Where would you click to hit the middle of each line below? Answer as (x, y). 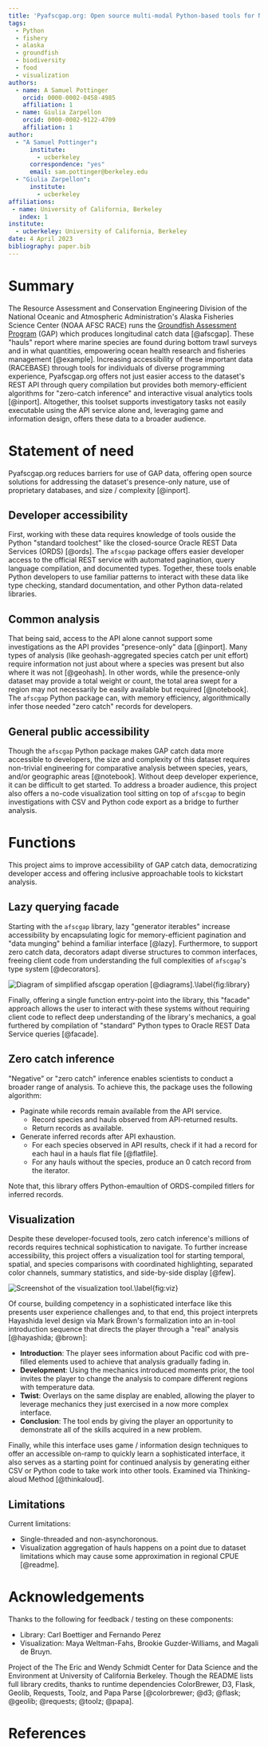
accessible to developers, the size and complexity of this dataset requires (129, 759)
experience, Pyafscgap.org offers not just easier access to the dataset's (127, 376)
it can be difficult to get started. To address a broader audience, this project (133, 785)
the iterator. (51, 1170)
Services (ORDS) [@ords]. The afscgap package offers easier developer (126, 551)
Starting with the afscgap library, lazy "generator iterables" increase (119, 926)
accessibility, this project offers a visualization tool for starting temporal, (127, 1256)
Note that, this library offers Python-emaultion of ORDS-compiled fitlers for (132, 1186)
